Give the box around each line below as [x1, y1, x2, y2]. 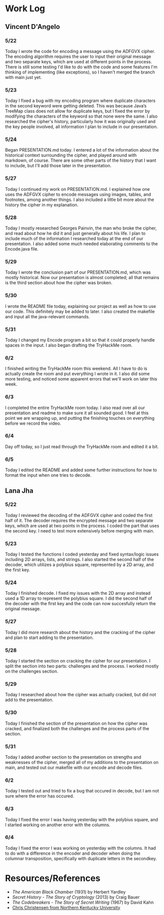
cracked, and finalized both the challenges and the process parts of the [5, 725, 149, 731]
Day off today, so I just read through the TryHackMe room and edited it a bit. [5, 443, 159, 449]
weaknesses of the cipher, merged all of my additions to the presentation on [5, 759, 159, 765]
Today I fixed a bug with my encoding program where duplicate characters [5, 98, 156, 103]
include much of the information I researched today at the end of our [5, 236, 143, 242]
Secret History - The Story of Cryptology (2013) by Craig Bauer [12, 894, 140, 900]
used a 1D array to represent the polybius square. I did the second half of [5, 595, 153, 601]
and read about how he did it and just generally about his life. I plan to [5, 230, 146, 236]
